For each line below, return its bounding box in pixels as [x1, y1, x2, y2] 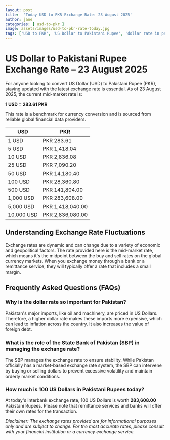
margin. [5, 268, 21, 275]
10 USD [8, 153, 27, 160]
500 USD [8, 186, 30, 193]
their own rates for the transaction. [5, 408, 77, 414]
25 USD [8, 161, 27, 168]
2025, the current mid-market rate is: [5, 91, 82, 97]
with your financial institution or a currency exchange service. [5, 429, 135, 435]
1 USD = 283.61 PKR [5, 101, 48, 107]
